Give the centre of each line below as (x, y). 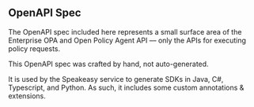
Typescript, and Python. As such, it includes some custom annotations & (126, 87)
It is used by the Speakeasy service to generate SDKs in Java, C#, (116, 79)
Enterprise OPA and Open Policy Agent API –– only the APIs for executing (127, 40)
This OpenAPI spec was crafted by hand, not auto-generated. (108, 64)
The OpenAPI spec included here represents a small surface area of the (125, 31)
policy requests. (34, 48)
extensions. (27, 96)
